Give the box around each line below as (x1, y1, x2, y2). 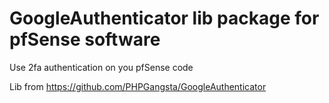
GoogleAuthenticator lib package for (9, 7, 320, 30)
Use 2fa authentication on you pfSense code (9, 61, 194, 73)
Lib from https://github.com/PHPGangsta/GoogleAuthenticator (9, 80, 267, 92)
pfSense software (9, 28, 161, 51)
